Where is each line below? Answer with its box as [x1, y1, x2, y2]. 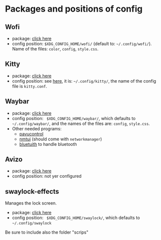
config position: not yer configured [12, 173, 81, 179]
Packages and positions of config [5, 3, 143, 15]
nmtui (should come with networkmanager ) [19, 136, 102, 142]
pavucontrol [19, 131, 44, 137]
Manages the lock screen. [5, 200, 57, 206]
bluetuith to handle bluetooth [19, 141, 77, 147]
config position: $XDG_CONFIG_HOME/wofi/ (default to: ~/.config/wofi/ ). [12, 41, 152, 47]
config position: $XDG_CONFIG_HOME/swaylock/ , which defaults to [12, 215, 140, 221]
